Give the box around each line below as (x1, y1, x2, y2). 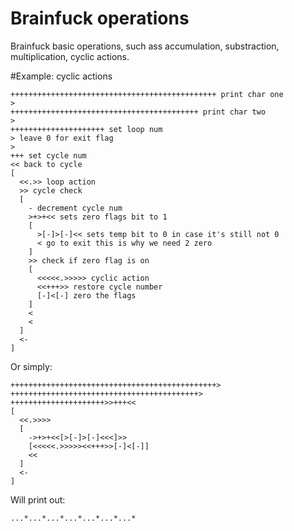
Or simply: (10, 360, 53, 372)
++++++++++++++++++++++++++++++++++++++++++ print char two (10, 107, 267, 117)
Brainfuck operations (10, 7, 190, 30)
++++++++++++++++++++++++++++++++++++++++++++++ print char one (10, 89, 284, 99)
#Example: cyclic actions (10, 70, 113, 82)
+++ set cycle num (10, 150, 87, 161)
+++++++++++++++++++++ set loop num (10, 124, 163, 134)
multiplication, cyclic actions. (10, 50, 130, 62)
